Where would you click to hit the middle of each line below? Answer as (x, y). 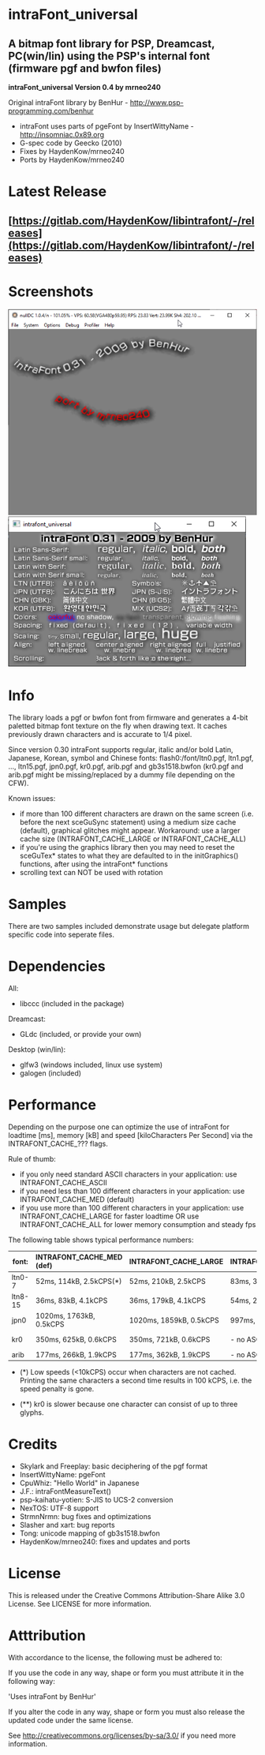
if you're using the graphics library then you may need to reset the (127, 848)
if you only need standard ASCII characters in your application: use (128, 1174)
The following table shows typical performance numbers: (101, 1240)
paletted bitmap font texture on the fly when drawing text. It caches (118, 726)
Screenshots (51, 292)
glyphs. (32, 1413)
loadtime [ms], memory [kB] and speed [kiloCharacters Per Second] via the (131, 1135)
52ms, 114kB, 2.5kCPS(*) (78, 1282)
